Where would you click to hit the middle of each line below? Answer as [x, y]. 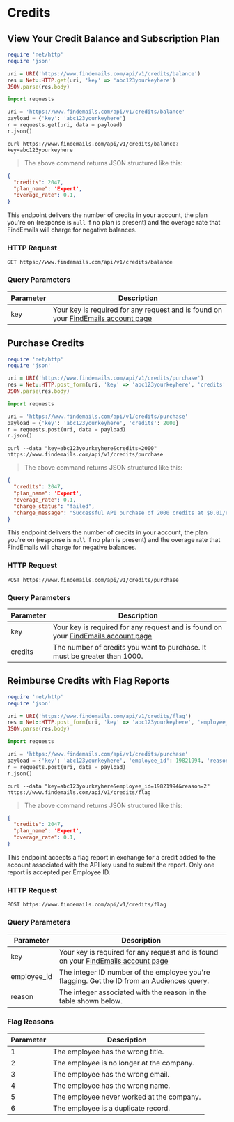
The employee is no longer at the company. [124, 1063]
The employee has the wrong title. [108, 1052]
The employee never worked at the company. [127, 1097]
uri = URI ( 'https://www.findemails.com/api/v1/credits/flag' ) [99, 716]
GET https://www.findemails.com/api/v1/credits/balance [90, 262]
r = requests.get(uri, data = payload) [65, 125]
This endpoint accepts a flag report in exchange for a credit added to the [111, 857]
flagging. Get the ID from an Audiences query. [134, 980]
